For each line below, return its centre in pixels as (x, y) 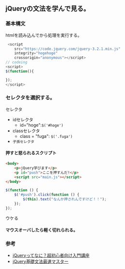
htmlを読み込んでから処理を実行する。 (44, 35)
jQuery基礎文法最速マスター (40, 261)
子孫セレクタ (23, 142)
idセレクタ (23, 120)
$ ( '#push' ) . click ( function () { (47, 195)
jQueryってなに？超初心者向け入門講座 (51, 255)
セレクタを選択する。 (30, 98)
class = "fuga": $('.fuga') (46, 136)
